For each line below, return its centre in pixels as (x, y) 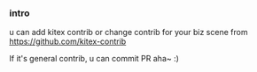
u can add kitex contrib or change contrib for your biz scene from (128, 32)
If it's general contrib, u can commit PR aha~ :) (94, 59)
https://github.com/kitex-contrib (68, 41)
